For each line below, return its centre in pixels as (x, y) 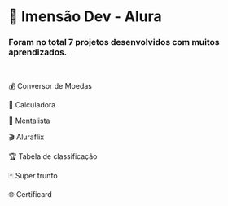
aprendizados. (38, 52)
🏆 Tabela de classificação (53, 156)
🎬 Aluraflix (26, 137)
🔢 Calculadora (32, 105)
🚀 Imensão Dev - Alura (85, 17)
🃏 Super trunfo (33, 176)
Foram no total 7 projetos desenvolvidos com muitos (114, 42)
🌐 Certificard (31, 195)
